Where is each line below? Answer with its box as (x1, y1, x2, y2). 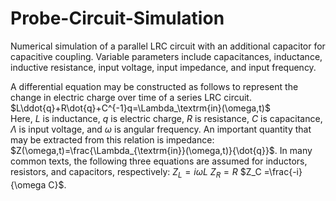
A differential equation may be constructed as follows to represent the (10, 80, 299, 92)
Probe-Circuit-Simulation (10, 7, 225, 30)
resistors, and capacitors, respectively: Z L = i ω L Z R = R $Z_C (10, 165, 262, 180)
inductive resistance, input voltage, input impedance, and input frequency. (10, 61, 317, 73)
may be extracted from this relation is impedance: (10, 133, 215, 146)
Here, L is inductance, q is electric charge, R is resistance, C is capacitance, (10, 112, 323, 124)
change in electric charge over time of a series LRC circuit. (10, 91, 252, 103)
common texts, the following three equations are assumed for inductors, (10, 155, 308, 167)
